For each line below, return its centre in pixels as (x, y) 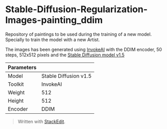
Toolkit (16, 84)
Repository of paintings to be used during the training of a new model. (79, 34)
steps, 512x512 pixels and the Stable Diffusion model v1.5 (65, 55)
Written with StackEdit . (42, 121)
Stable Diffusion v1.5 (66, 76)
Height (16, 101)
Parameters (22, 67)
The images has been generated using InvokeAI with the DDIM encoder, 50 (84, 49)
